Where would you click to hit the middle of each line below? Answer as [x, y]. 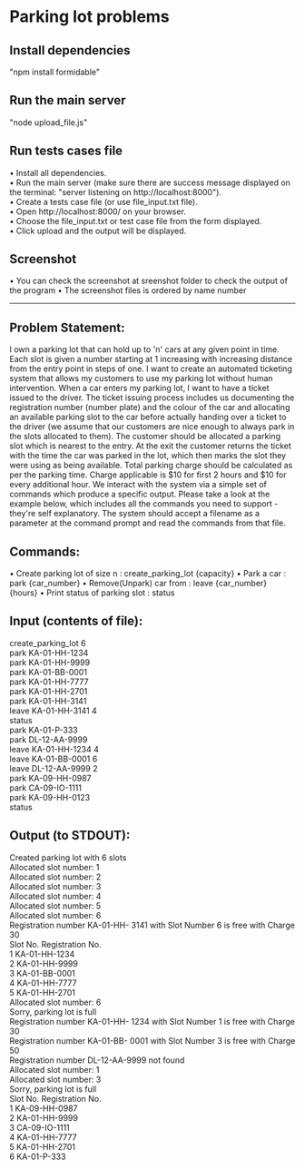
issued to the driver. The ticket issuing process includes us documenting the [152, 398]
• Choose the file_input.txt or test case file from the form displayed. [136, 221]
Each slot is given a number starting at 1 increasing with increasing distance [151, 359]
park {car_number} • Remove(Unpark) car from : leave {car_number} [138, 584]
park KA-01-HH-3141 [48, 701]
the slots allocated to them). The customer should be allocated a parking [145, 437]
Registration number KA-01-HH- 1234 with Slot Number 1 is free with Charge [152, 1021]
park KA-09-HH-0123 [50, 797]
